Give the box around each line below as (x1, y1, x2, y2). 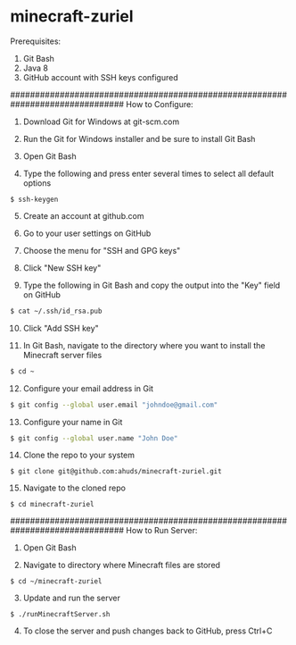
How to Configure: (125, 98, 194, 109)
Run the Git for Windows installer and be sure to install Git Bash (22, 133, 256, 144)
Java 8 (22, 63, 48, 73)
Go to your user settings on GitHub (22, 228, 152, 239)
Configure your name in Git (22, 416, 123, 427)
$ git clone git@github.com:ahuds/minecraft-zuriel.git (10, 467, 222, 476)
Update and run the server (22, 592, 121, 604)
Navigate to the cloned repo (22, 482, 126, 493)
